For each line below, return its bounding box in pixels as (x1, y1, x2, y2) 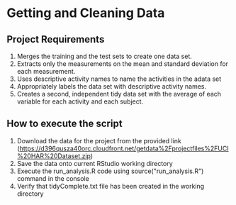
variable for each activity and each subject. (16, 97, 144, 106)
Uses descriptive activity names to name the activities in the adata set (16, 74, 222, 83)
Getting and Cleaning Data (6, 5, 165, 21)
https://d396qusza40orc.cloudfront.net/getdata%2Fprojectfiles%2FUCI (19, 144, 229, 153)
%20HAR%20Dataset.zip (16, 151, 91, 160)
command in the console (16, 174, 89, 182)
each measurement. (16, 67, 76, 75)
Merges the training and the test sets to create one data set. (16, 52, 192, 60)
